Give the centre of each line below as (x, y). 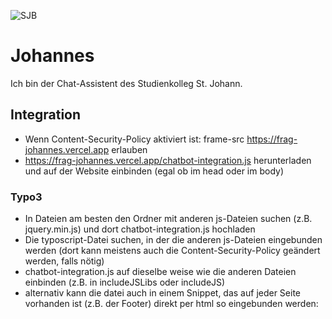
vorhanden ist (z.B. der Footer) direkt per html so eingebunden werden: (171, 304)
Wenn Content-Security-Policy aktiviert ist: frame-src (134, 139)
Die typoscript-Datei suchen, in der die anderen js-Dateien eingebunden (173, 240)
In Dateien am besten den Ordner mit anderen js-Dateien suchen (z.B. (168, 219)
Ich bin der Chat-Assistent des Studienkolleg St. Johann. (126, 83)
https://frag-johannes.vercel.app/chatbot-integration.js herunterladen (168, 160)
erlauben (129, 149)
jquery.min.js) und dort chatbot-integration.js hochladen (140, 229)
